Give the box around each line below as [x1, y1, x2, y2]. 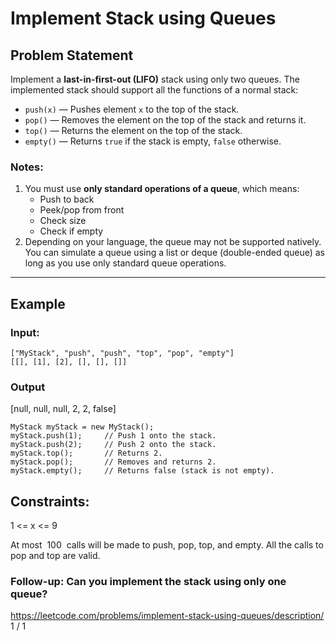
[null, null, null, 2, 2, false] [10, 403, 117, 415]
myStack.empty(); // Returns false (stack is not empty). [10, 466, 275, 476]
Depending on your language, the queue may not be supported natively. [24, 236, 322, 248]
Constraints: [10, 493, 90, 510]
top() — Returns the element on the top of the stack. [24, 125, 243, 136]
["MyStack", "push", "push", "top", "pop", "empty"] [10, 348, 235, 358]
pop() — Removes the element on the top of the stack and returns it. [24, 114, 307, 126]
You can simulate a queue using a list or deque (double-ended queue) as [24, 247, 326, 259]
